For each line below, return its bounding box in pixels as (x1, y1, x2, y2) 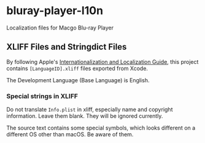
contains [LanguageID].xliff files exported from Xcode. (6, 64, 149, 72)
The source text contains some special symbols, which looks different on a (6, 124, 196, 132)
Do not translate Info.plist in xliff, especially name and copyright (6, 106, 173, 114)
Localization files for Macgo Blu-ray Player (6, 24, 114, 31)
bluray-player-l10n (6, 4, 103, 18)
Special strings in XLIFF (6, 91, 79, 100)
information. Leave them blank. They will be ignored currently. (6, 112, 163, 120)
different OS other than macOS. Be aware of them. (6, 131, 134, 138)
